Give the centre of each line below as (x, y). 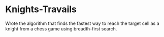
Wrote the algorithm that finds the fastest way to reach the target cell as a (82, 23)
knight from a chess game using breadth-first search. (61, 28)
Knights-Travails (41, 9)
